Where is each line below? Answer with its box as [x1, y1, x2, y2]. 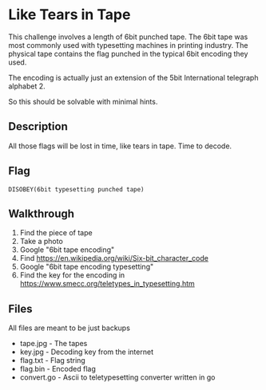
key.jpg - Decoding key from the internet [19, 347, 154, 357]
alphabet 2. [8, 81, 46, 91]
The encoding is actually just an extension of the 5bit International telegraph [8, 73, 259, 82]
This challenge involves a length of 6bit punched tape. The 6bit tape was [8, 32, 248, 41]
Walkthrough [8, 207, 74, 220]
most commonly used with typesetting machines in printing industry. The [8, 40, 248, 49]
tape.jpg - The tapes [19, 339, 88, 349]
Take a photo [19, 237, 64, 246]
